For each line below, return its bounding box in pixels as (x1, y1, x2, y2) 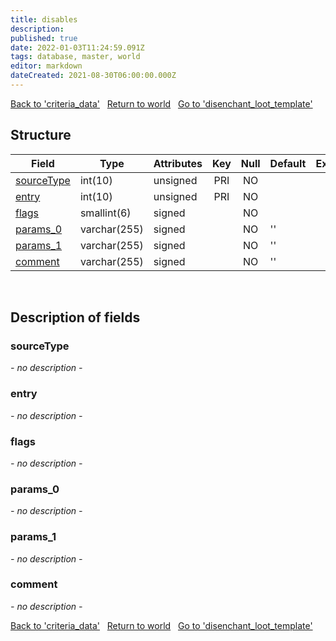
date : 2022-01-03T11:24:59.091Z (10, 42, 145, 53)
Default (269, 156, 307, 170)
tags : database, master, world (10, 52, 141, 62)
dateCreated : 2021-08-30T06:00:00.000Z (10, 71, 177, 81)
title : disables (10, 14, 78, 25)
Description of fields (10, 309, 141, 326)
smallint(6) (79, 206, 132, 220)
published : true (10, 33, 78, 43)
